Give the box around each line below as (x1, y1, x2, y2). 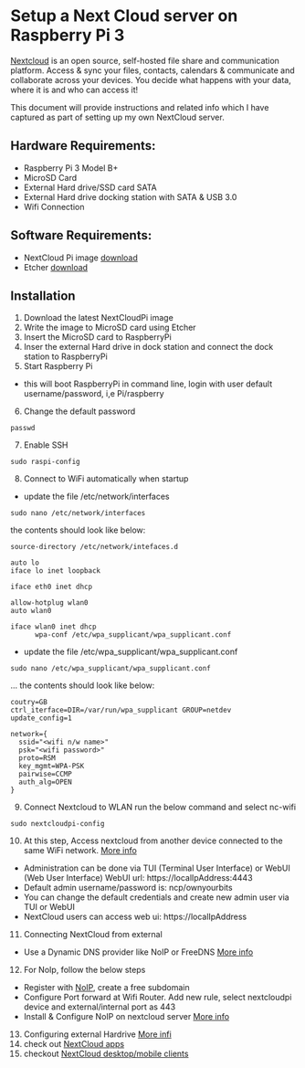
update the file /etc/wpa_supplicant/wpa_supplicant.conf (23, 646, 238, 658)
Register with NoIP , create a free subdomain (23, 982, 190, 993)
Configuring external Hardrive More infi (23, 1029, 172, 1040)
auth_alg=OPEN (18, 777, 72, 787)
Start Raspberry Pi (23, 361, 93, 372)
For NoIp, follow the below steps (23, 965, 146, 976)
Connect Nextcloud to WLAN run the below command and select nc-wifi (23, 801, 296, 813)
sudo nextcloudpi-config (10, 820, 105, 829)
